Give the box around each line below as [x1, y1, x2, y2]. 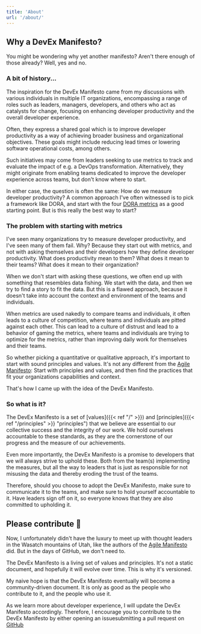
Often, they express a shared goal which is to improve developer [6, 125, 167, 133]
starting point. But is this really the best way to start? [6, 207, 137, 214]
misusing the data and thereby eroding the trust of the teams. [6, 470, 158, 478]
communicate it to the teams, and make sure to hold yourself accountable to [6, 488, 196, 496]
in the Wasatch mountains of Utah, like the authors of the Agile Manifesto [6, 541, 188, 548]
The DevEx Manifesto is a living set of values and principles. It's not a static [6, 559, 194, 566]
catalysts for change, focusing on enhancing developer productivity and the [6, 107, 194, 115]
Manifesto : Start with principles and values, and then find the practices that [6, 367, 193, 374]
